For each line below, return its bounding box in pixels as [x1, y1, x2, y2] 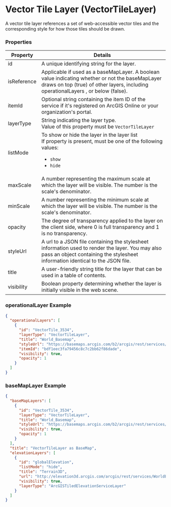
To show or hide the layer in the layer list [41, 131, 138, 138]
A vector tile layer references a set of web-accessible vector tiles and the [5, 20, 159, 26]
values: [41, 144, 59, 151]
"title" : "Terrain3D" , [18, 469, 67, 474]
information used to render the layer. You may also [41, 245, 162, 252]
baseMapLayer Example [5, 382, 66, 389]
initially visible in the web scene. [41, 286, 119, 293]
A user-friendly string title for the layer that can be [41, 265, 162, 273]
